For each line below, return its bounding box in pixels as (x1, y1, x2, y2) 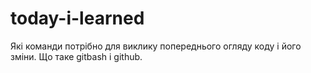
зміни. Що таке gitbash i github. (10, 50, 143, 62)
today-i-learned (10, 7, 145, 30)
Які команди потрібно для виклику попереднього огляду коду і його (10, 40, 302, 52)
